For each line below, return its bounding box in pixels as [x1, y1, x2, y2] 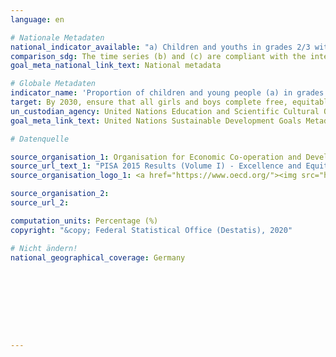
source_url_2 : [10, 198, 70, 208]
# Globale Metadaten [10, 79, 97, 89]
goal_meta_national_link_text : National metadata [10, 61, 222, 71]
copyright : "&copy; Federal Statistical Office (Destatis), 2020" [10, 225, 293, 235]
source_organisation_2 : [10, 189, 110, 199]
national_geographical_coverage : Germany [10, 252, 186, 263]
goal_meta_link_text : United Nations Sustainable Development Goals [10, 116, 302, 126]
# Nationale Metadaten [10, 32, 105, 43]
